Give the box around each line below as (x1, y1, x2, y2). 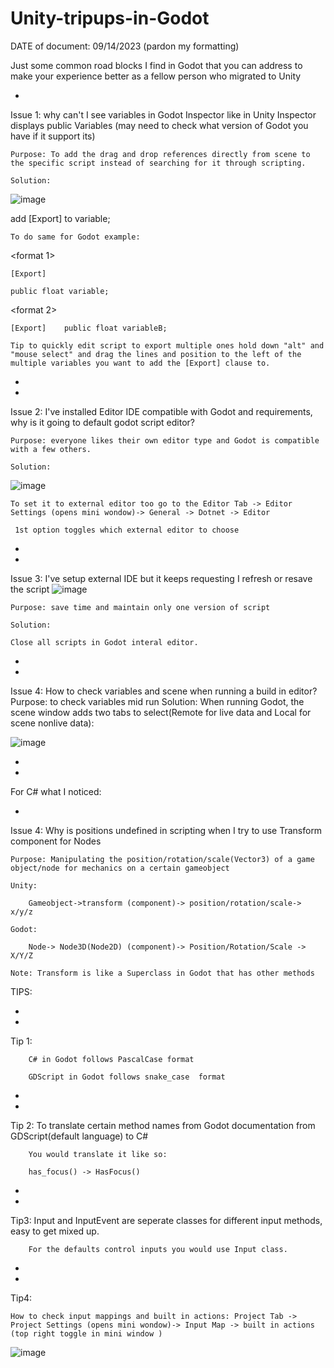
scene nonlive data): (10, 717, 95, 729)
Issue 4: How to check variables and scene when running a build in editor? (10, 685, 318, 697)
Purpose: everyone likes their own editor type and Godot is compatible (10, 435, 320, 446)
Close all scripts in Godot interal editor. (10, 637, 199, 647)
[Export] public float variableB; (10, 323, 168, 333)
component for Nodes (10, 835, 102, 847)
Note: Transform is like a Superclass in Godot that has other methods (10, 968, 315, 978)
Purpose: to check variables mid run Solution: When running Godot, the (10, 695, 305, 707)
